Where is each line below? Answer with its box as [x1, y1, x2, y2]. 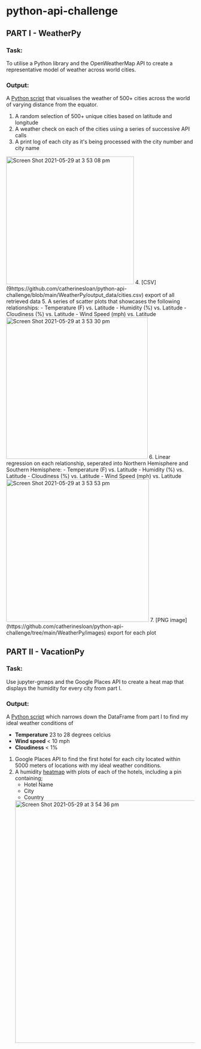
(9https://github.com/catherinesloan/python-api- [6, 285, 127, 292]
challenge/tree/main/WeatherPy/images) [6, 629, 106, 636]
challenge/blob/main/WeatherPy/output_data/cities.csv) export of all [6, 291, 175, 299]
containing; [14, 775, 43, 782]
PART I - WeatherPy [6, 28, 82, 38]
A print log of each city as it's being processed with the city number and [14, 138, 193, 145]
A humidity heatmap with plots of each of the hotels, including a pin [14, 768, 182, 776]
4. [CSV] [135, 279, 157, 286]
